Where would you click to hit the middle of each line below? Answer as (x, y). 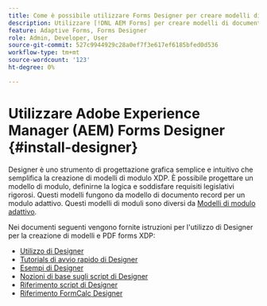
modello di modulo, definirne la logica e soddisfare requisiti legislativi (121, 186)
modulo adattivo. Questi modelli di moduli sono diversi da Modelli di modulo (132, 203)
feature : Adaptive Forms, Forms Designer (78, 30)
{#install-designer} (73, 147)
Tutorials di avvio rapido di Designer (79, 259)
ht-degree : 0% (32, 68)
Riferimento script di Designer (68, 285)
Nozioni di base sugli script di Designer (84, 276)
